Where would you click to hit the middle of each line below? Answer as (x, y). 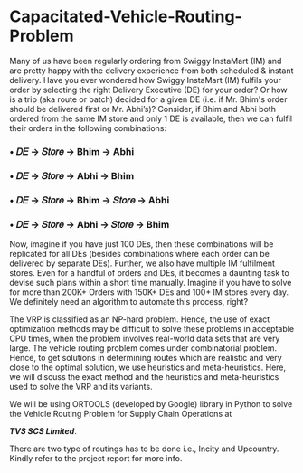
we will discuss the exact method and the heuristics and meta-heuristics (144, 377)
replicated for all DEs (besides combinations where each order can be (139, 254)
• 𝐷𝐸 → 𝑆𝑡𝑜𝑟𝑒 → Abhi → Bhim (72, 175)
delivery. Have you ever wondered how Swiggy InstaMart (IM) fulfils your (146, 80)
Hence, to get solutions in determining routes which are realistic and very (146, 358)
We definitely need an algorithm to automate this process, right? (129, 302)
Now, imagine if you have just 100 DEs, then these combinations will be (142, 244)
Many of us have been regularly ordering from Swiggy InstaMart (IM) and (146, 61)
